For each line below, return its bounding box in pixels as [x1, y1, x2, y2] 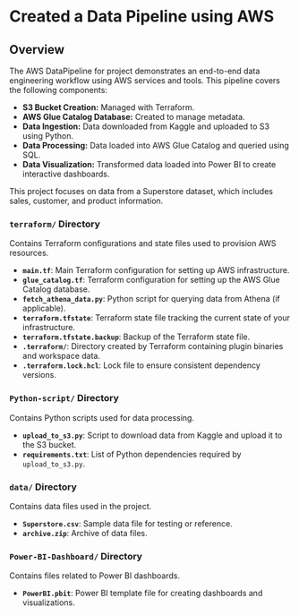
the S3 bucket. [21, 439, 77, 449]
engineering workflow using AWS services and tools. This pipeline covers [9, 75, 280, 86]
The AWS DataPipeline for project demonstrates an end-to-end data [9, 65, 261, 76]
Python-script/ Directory [9, 392, 119, 405]
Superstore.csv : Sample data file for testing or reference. [21, 517, 233, 529]
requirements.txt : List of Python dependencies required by [21, 448, 242, 459]
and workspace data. [21, 351, 101, 362]
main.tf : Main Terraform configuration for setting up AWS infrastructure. [21, 265, 290, 276]
